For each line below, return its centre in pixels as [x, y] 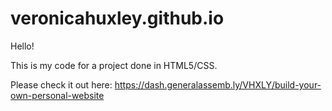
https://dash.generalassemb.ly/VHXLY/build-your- [218, 84]
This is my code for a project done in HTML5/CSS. [114, 65]
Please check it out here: [61, 84]
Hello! [22, 46]
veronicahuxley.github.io [117, 18]
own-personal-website [57, 95]
